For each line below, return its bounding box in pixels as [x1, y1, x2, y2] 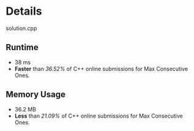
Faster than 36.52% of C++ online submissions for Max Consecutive [14, 65, 188, 72]
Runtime [6, 42, 39, 53]
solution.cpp [6, 24, 37, 32]
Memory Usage [6, 89, 65, 100]
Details [6, 4, 42, 18]
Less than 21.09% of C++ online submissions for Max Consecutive [14, 112, 183, 119]
